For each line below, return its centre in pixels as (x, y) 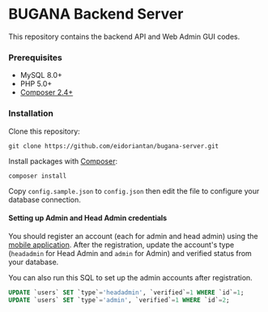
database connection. (45, 199)
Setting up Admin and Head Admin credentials (88, 218)
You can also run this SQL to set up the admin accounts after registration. (130, 277)
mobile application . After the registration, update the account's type (121, 245)
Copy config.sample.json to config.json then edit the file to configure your (134, 190)
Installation (31, 113)
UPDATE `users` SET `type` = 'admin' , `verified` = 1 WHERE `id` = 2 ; (119, 300)
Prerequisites (35, 58)
